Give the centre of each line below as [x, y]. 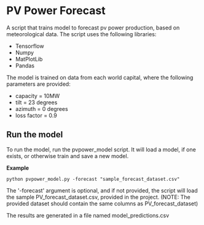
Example [18, 168]
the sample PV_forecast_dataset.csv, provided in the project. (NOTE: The [98, 197]
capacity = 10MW [37, 96]
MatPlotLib [29, 59]
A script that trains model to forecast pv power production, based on [93, 28]
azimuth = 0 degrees [42, 109]
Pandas [25, 66]
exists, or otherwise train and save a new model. [68, 156]
